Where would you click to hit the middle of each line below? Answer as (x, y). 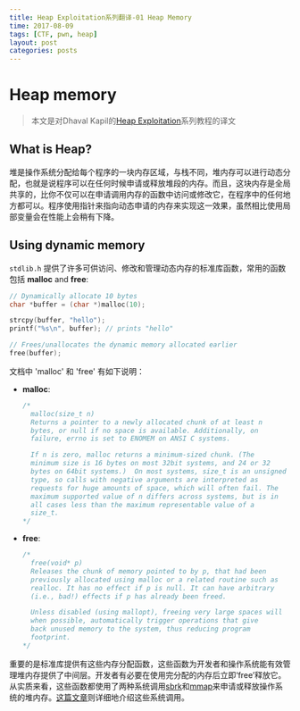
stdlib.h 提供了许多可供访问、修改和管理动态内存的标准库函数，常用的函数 (148, 268)
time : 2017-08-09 (42, 26)
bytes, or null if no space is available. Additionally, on (145, 431)
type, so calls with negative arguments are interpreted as (145, 480)
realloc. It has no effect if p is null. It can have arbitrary (153, 588)
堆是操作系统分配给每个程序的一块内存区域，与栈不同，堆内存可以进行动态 (146, 171)
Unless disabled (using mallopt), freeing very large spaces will (157, 613)
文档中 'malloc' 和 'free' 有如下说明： (77, 371)
